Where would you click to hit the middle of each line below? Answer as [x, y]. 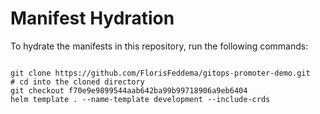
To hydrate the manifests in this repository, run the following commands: [159, 46]
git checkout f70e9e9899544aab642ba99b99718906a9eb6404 [129, 90]
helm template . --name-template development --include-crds [140, 99]
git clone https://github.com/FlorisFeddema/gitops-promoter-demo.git [160, 73]
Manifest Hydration [92, 18]
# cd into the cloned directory [77, 82]
